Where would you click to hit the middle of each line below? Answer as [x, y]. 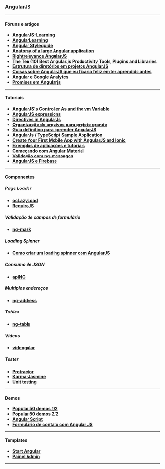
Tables [12, 312]
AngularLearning [30, 40]
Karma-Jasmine [29, 377]
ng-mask [22, 229]
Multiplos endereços [27, 288]
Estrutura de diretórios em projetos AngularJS [60, 66]
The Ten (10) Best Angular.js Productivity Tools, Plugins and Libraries [84, 61]
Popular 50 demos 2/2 [35, 414]
